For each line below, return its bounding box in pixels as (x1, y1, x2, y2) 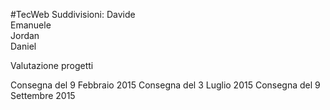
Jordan (10, 30, 40, 41)
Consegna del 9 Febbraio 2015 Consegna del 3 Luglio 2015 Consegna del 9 (10, 79, 321, 91)
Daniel (10, 40, 37, 52)
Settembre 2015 (10, 90, 76, 101)
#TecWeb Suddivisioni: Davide (10, 9, 136, 20)
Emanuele (10, 19, 52, 31)
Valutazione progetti (10, 60, 94, 71)
